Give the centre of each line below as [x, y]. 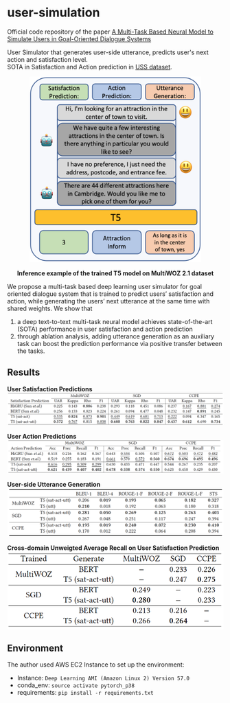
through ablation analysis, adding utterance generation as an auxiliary [116, 336]
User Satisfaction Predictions [50, 389]
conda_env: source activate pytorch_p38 [76, 685]
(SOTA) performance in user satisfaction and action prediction [105, 329]
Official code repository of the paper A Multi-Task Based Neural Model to [111, 32]
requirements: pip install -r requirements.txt [85, 693]
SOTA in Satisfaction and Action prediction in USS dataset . [90, 67]
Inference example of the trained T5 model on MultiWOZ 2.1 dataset [115, 273]
